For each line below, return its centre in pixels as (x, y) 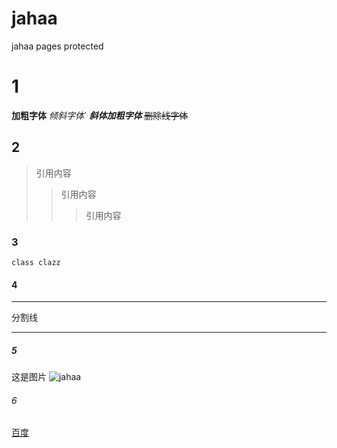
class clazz (36, 262)
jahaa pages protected (57, 46)
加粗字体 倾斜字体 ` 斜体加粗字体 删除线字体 (100, 115)
